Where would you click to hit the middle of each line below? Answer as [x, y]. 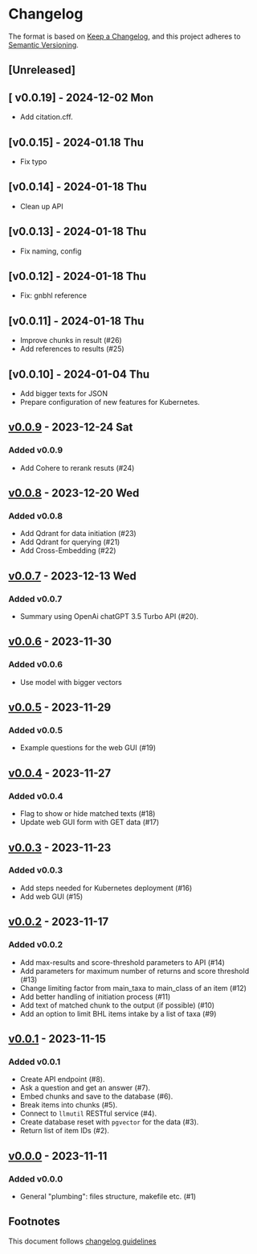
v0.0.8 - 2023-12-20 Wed [74, 493]
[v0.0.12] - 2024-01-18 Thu [78, 276]
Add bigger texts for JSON [64, 394]
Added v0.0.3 [35, 870]
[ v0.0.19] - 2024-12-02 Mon [81, 97]
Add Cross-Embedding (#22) [68, 551]
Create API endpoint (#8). [62, 1079]
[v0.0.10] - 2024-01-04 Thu [79, 374]
